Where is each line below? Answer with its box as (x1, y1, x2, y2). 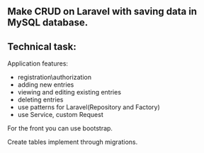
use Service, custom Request (17, 111, 104, 119)
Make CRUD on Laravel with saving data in (7, 6, 197, 18)
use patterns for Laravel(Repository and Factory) (17, 103, 161, 111)
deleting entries (17, 95, 64, 104)
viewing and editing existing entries (17, 88, 122, 97)
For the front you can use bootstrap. (7, 124, 113, 133)
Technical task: (7, 40, 76, 52)
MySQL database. (7, 17, 89, 29)
